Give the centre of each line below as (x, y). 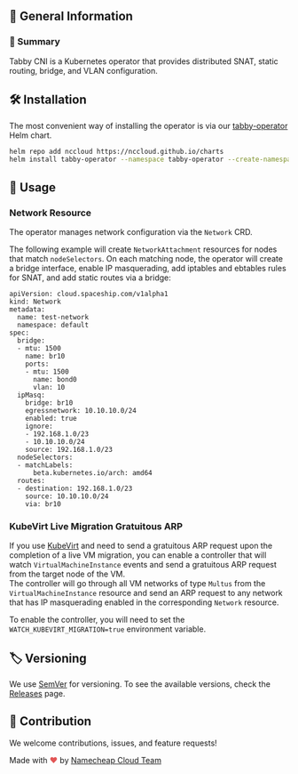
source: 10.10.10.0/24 (67, 496)
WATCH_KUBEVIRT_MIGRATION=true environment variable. (108, 629)
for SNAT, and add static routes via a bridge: (90, 278)
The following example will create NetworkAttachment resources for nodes (143, 249)
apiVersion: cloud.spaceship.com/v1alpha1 (89, 294)
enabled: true (51, 418)
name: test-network (53, 317)
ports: (37, 364)
